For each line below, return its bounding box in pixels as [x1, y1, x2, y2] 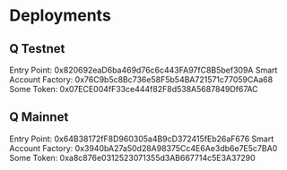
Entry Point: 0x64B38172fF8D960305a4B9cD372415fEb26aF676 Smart [9, 133, 274, 144]
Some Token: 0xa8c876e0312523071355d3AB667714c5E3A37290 [9, 152, 256, 163]
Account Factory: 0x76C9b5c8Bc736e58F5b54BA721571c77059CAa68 [9, 74, 274, 85]
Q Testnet [9, 41, 65, 56]
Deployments [9, 5, 112, 26]
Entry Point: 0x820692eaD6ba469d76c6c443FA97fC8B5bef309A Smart [9, 64, 278, 75]
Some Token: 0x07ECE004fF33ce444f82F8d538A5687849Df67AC [9, 84, 258, 94]
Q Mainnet [9, 109, 69, 125]
